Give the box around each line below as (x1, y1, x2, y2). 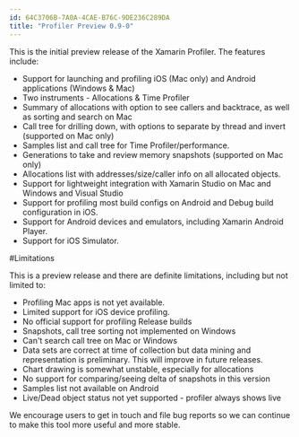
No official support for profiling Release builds (21, 316, 192, 327)
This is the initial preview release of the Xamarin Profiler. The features (9, 46, 266, 57)
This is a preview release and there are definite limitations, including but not (9, 270, 288, 281)
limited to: (9, 279, 47, 290)
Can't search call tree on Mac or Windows (21, 335, 177, 345)
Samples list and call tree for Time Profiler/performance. (21, 140, 230, 151)
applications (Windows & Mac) (21, 83, 136, 93)
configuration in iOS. (21, 206, 98, 217)
